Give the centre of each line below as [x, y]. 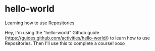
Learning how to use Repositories [40, 23]
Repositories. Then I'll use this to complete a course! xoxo [65, 43]
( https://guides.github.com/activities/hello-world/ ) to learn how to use [77, 38]
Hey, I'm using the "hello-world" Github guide [52, 32]
